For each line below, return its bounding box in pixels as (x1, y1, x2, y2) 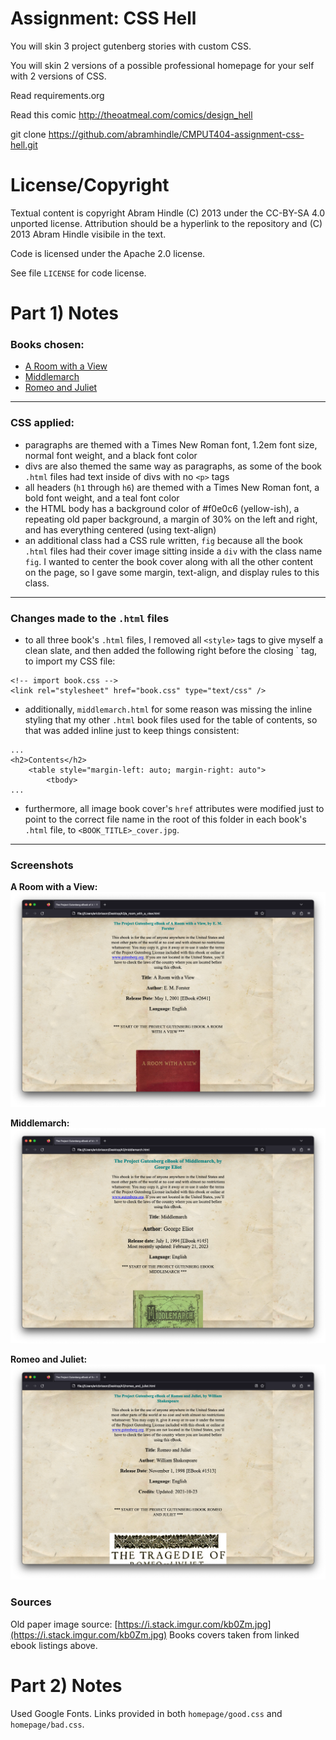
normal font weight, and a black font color (24, 449, 198, 461)
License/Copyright (10, 174, 170, 197)
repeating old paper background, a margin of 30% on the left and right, (24, 513, 318, 525)
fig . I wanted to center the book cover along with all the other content (24, 555, 314, 567)
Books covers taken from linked (169, 1628, 300, 1641)
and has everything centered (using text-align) (24, 523, 217, 536)
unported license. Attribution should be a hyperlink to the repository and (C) (10, 217, 323, 229)
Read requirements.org (10, 89, 105, 101)
